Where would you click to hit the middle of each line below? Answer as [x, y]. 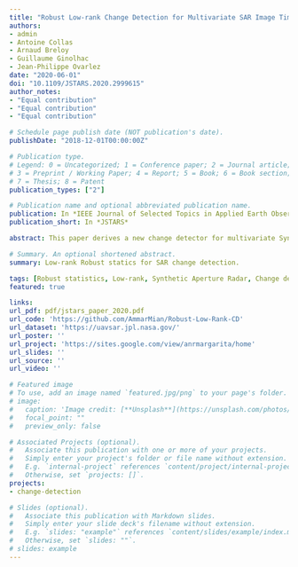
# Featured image [41, 385]
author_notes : [35, 91]
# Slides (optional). [49, 508]
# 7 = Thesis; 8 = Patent [57, 181]
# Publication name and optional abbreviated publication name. [130, 206]
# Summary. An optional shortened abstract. [93, 254]
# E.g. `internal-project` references [85, 467]
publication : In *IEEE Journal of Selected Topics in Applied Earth [138, 214]
